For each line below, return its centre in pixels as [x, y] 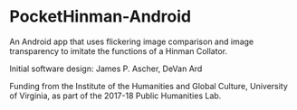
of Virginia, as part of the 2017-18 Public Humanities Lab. [115, 96]
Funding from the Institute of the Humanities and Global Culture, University [148, 86]
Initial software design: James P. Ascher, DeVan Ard [106, 69]
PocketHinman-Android [101, 17]
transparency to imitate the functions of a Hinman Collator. [119, 50]
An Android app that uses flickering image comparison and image [132, 41]
